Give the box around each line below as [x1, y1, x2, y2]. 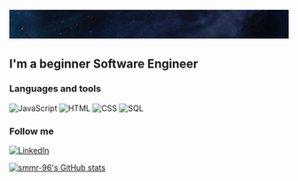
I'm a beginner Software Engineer [9, 56, 199, 71]
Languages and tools [9, 83, 102, 95]
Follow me [9, 125, 55, 138]
